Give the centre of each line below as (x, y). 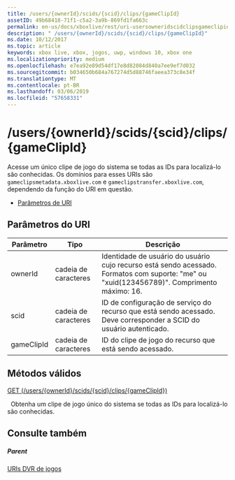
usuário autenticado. (135, 328)
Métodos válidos (44, 373)
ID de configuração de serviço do (156, 303)
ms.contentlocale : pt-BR (43, 85)
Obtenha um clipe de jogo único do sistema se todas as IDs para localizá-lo (119, 404)
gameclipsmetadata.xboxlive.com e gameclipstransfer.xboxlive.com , (106, 182)
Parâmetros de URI (44, 203)
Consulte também (47, 433)
